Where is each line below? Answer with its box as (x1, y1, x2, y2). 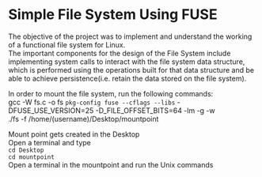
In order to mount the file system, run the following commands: (8, 88, 214, 98)
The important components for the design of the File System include (8, 48, 231, 58)
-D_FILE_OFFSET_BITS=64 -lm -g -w (95, 105, 215, 115)
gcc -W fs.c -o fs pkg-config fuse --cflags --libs (8, 97, 176, 107)
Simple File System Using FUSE (8, 6, 218, 24)
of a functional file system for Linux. (8, 40, 126, 49)
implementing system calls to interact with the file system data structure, (8, 57, 245, 66)
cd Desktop (8, 146, 44, 154)
